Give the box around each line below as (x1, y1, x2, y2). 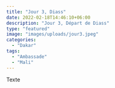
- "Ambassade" (11, 54, 47, 60)
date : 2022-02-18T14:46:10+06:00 (6, 14, 91, 20)
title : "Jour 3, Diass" (6, 8, 67, 15)
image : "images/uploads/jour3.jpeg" (6, 31, 99, 37)
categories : (6, 37, 36, 43)
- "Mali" (11, 59, 34, 65)
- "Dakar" (11, 43, 36, 49)
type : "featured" (6, 25, 50, 32)
